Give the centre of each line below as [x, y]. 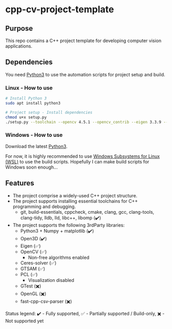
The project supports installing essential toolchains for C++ [75, 201]
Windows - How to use [34, 135]
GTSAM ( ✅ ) [33, 269]
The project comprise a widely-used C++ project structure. [75, 195]
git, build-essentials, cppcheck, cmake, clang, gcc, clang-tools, [87, 212]
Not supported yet [25, 321]
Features [20, 183]
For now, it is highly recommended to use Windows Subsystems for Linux [83, 156]
